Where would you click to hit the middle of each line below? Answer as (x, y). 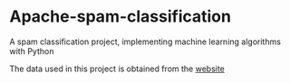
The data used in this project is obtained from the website (117, 69)
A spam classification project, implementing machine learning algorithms (145, 41)
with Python (32, 51)
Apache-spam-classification (120, 17)
